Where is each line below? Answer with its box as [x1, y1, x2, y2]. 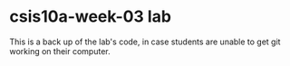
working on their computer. [9, 45, 111, 56]
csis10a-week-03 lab [9, 6, 172, 27]
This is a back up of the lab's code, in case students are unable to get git [9, 36, 281, 47]
